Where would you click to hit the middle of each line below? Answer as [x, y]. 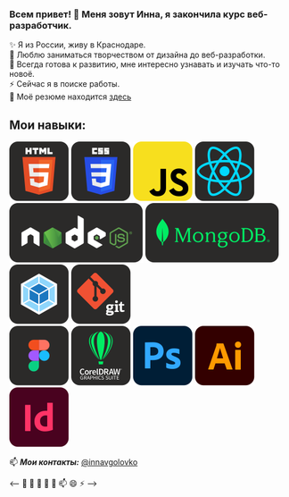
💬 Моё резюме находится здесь [70, 97]
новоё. [22, 74]
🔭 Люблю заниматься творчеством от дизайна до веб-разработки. [137, 55]
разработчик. [41, 25]
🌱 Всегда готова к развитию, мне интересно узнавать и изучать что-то [145, 64]
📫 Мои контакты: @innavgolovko [74, 462]
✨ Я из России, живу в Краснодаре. [78, 45]
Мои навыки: [48, 125]
